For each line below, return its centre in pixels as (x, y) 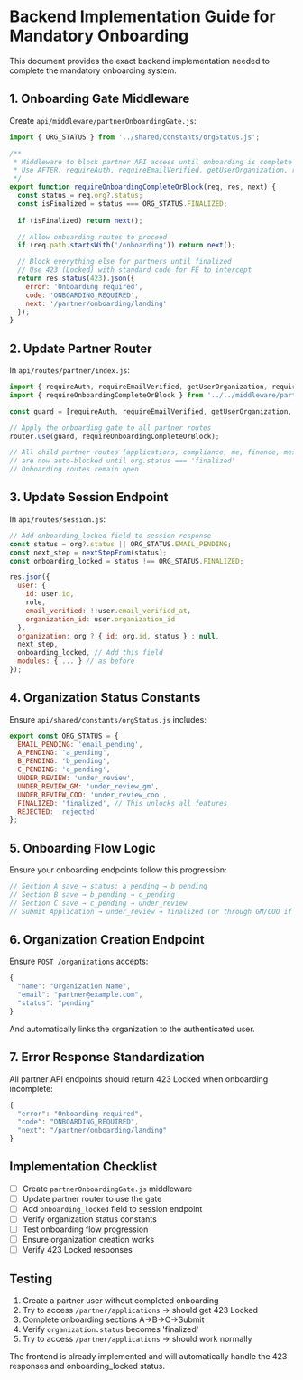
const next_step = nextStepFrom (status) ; (88, 553)
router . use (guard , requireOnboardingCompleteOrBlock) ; (115, 436)
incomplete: (32, 1088)
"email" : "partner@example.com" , (80, 995)
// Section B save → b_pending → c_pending (92, 895)
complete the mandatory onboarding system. (93, 70)
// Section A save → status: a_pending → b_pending (108, 887)
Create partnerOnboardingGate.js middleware (107, 1189)
